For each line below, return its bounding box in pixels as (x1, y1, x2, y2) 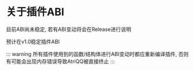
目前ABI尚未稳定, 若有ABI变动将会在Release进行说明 (6, 26, 132, 33)
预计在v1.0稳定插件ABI (6, 38, 60, 45)
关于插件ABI (6, 5, 65, 19)
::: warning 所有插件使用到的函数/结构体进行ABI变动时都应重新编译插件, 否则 (6, 50, 189, 57)
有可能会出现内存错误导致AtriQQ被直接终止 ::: (6, 58, 115, 65)
